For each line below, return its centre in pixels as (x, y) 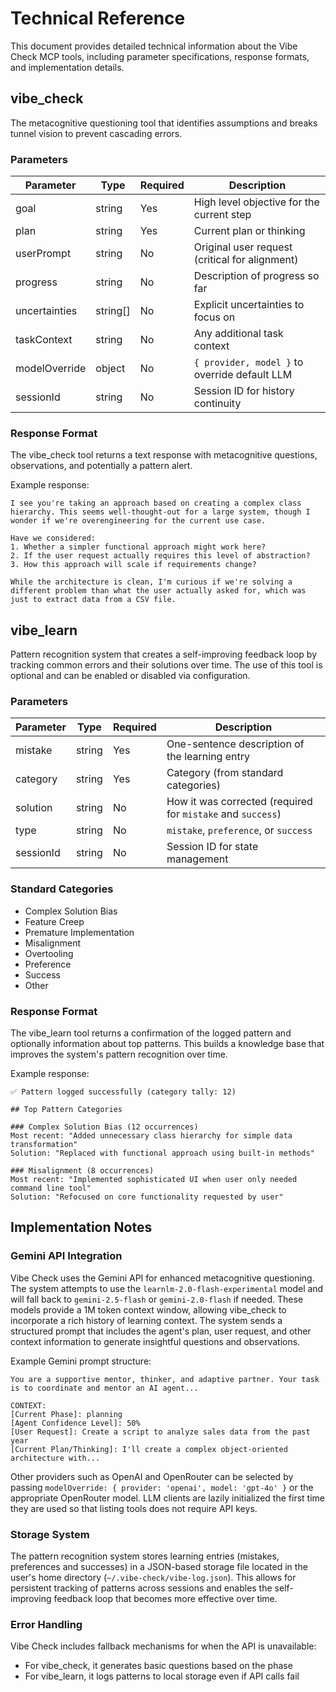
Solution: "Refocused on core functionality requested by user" (147, 1197)
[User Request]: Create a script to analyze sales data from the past (160, 1432)
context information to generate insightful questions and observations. (155, 1341)
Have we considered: (53, 538)
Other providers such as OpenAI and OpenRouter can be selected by (152, 1476)
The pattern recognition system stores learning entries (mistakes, (145, 1556)
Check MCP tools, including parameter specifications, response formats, (160, 56)
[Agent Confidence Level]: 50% (75, 1423)
